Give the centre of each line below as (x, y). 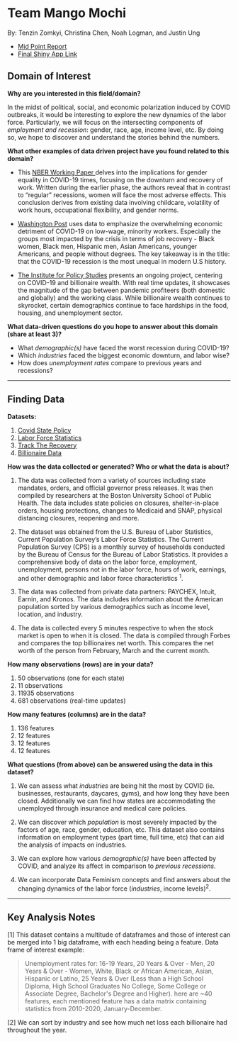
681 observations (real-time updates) (72, 701)
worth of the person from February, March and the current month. (114, 651)
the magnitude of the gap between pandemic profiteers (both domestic (121, 290)
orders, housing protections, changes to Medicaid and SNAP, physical (120, 510)
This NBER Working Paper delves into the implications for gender (112, 172)
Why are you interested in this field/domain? (74, 93)
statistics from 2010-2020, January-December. (93, 1008)
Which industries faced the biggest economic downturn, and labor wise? (124, 355)
